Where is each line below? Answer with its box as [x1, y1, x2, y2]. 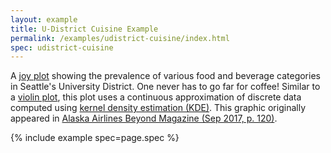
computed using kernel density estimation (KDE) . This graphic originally [10, 102, 306, 114]
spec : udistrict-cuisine [10, 42, 114, 53]
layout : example [10, 14, 78, 25]
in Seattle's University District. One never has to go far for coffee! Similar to [10, 81, 321, 93]
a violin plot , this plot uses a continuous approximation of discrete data [10, 91, 302, 103]
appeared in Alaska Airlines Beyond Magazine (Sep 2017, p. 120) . [10, 112, 278, 125]
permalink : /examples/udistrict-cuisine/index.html [10, 33, 230, 43]
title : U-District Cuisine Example [10, 24, 159, 34]
